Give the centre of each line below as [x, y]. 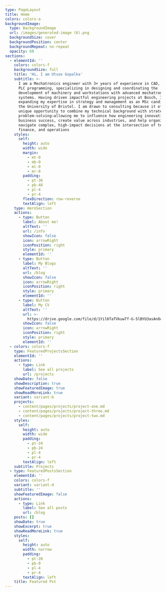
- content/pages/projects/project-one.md [62, 407]
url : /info [34, 231]
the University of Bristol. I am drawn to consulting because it [87, 107]
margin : [31, 153]
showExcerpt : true [33, 526]
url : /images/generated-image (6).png [50, 33]
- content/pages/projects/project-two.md [62, 416]
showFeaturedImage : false [41, 494]
